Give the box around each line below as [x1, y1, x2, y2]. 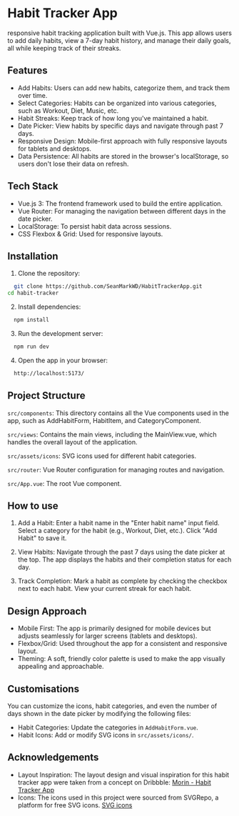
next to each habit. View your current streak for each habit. [17, 584, 191, 593]
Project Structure [7, 389, 86, 402]
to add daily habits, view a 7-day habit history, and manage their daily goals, [7, 36, 231, 44]
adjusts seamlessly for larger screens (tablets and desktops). [17, 632, 198, 640]
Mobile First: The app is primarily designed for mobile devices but [17, 624, 211, 633]
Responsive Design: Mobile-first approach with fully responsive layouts [17, 136, 228, 145]
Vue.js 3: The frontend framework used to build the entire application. [17, 199, 223, 208]
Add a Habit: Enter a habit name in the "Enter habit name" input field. [17, 519, 220, 527]
